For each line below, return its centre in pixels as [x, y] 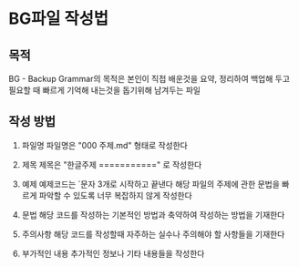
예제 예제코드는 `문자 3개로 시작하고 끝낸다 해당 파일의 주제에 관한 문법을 [150, 184]
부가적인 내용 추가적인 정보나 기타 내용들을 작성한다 [113, 253]
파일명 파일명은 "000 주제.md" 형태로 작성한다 [104, 145]
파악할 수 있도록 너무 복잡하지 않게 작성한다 [115, 195]
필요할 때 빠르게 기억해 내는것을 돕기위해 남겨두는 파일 [105, 90]
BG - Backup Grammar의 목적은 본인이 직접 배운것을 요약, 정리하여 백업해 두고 [149, 79]
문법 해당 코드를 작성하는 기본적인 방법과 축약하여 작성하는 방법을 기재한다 [153, 214]
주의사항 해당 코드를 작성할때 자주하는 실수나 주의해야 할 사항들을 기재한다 [153, 234]
